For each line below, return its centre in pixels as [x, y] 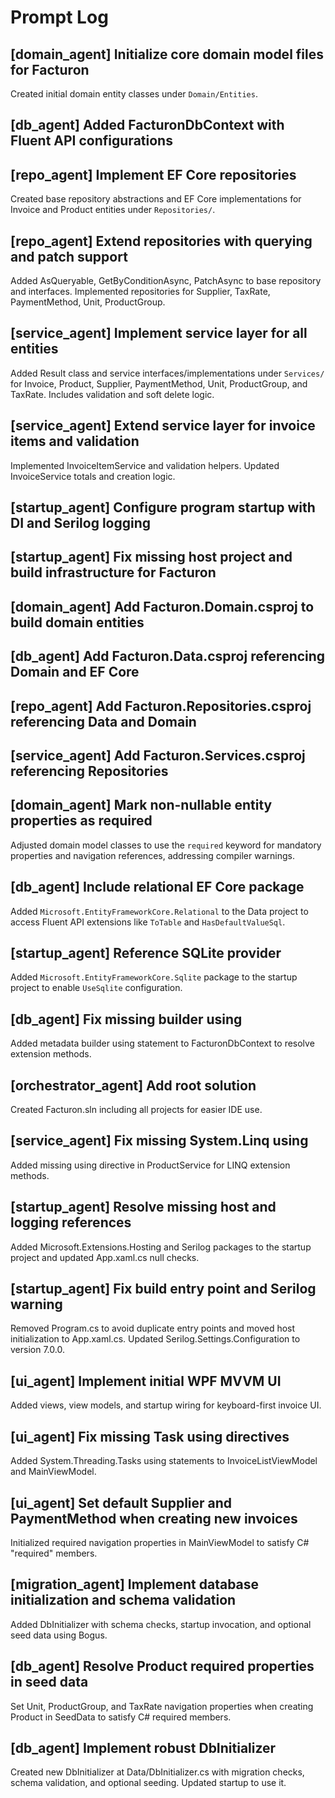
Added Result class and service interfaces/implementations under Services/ [167, 373]
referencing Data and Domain [103, 721]
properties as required [81, 821]
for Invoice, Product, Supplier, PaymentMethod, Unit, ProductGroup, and [159, 383]
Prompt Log [59, 17]
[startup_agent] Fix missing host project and [151, 557]
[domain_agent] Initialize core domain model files [167, 54]
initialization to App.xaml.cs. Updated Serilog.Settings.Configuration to [155, 1339]
